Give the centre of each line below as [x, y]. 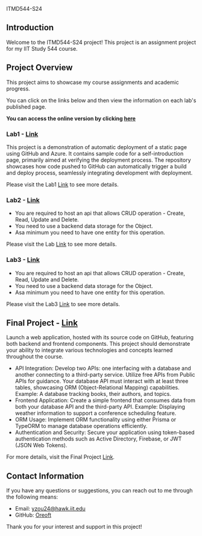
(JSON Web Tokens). [41, 445]
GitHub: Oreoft [33, 515]
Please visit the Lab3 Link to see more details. [63, 304]
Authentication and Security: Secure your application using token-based [105, 432]
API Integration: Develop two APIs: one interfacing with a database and [103, 368]
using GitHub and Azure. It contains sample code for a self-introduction [95, 153]
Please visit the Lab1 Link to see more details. [62, 184]
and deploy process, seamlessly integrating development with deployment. [99, 173]
